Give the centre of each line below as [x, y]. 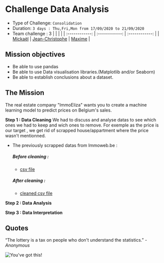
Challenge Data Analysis [57, 9]
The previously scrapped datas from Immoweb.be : [65, 145]
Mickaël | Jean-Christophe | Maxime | [51, 39]
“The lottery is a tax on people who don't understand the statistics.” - [76, 240]
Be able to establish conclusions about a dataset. [63, 77]
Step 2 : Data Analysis [28, 203]
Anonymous [17, 246]
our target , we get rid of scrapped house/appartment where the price [77, 130]
